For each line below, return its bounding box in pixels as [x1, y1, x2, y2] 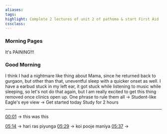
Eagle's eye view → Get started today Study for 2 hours [5, 99, 119, 105]
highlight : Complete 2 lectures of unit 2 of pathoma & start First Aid [5, 16, 159, 21]
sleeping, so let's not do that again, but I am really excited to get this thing [5, 88, 157, 95]
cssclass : [5, 21, 26, 26]
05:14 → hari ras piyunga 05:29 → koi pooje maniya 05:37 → [5, 123, 129, 129]
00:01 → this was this [5, 113, 49, 120]
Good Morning [5, 61, 41, 68]
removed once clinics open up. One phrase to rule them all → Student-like [5, 94, 157, 100]
